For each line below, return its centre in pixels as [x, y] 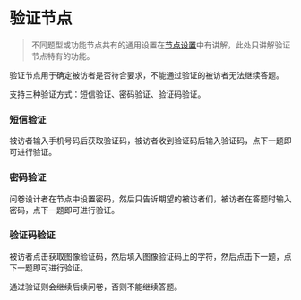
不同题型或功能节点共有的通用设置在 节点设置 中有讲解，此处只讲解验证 [161, 45]
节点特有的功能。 [63, 56]
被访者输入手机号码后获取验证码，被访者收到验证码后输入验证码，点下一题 [146, 141]
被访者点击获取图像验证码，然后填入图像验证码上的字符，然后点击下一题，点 [150, 256]
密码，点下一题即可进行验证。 [64, 210]
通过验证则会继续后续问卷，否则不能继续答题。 [95, 287]
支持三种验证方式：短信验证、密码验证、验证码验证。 [107, 94]
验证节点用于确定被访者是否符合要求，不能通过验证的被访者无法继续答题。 [146, 75]
